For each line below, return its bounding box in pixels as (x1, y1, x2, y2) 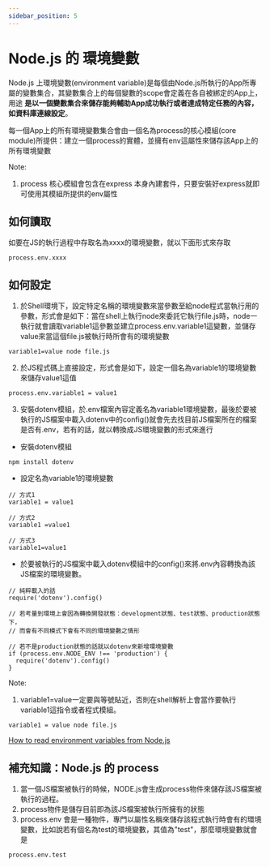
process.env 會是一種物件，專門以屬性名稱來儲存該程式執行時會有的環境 (19, 814, 262, 824)
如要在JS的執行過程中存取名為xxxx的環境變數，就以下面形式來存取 (8, 238, 231, 247)
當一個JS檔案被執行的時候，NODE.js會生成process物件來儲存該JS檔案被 (19, 784, 263, 793)
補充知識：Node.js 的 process (8, 761, 159, 775)
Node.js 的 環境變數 (8, 49, 140, 67)
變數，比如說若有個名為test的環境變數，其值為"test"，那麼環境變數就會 (19, 825, 257, 834)
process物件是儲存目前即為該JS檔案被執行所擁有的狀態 (19, 805, 205, 813)
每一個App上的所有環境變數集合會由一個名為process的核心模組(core (8, 125, 237, 135)
